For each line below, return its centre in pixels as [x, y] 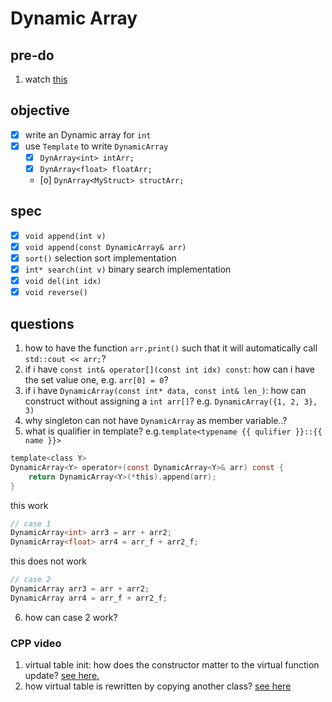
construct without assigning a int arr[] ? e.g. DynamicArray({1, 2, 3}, [171, 401]
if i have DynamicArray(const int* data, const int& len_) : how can [165, 391]
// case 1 [31, 523]
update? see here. [62, 676]
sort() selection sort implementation [100, 258]
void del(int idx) [63, 282]
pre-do [32, 55]
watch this [46, 79]
